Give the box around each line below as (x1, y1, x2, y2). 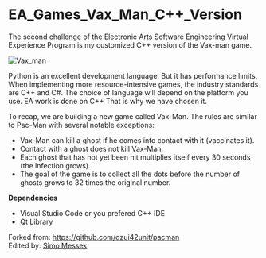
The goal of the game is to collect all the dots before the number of (19, 169, 241, 179)
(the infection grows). (19, 160, 91, 170)
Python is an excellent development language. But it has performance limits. (8, 71, 258, 80)
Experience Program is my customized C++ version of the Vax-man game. (8, 40, 252, 49)
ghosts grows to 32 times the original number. (19, 177, 171, 187)
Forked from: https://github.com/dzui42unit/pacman (8, 232, 180, 241)
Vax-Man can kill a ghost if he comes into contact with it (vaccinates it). (19, 135, 255, 144)
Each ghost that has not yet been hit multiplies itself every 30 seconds (19, 152, 251, 162)
